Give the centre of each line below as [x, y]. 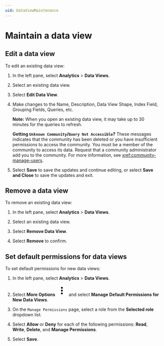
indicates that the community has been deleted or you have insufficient [85, 139]
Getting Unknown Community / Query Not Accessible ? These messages [82, 134]
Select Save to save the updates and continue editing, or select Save [83, 170]
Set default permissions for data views [66, 257]
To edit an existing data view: [35, 66]
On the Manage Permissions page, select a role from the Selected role [83, 309]
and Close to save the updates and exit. [53, 175]
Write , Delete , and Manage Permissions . [55, 330]
